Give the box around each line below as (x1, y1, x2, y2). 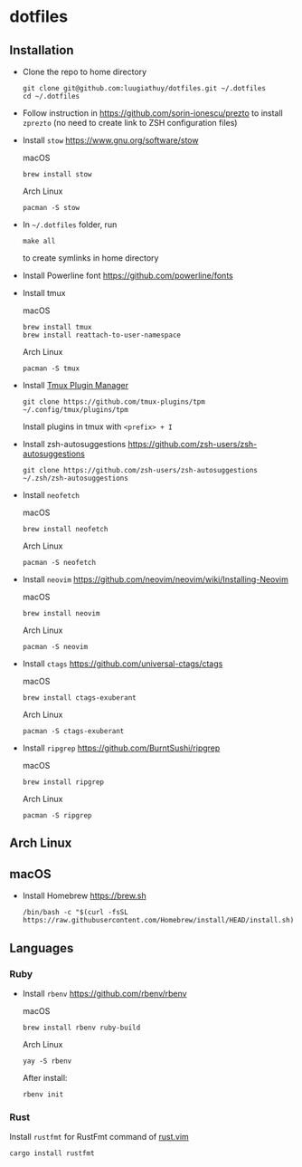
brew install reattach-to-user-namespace (22, 330, 181, 340)
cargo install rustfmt (9, 1149, 95, 1158)
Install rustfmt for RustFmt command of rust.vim (9, 1132, 190, 1143)
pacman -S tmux (22, 364, 80, 373)
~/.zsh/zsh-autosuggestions (22, 473, 128, 483)
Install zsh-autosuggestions (22, 439, 127, 449)
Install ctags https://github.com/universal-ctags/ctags (22, 658, 223, 669)
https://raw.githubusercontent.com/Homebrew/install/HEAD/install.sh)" (22, 916, 298, 925)
